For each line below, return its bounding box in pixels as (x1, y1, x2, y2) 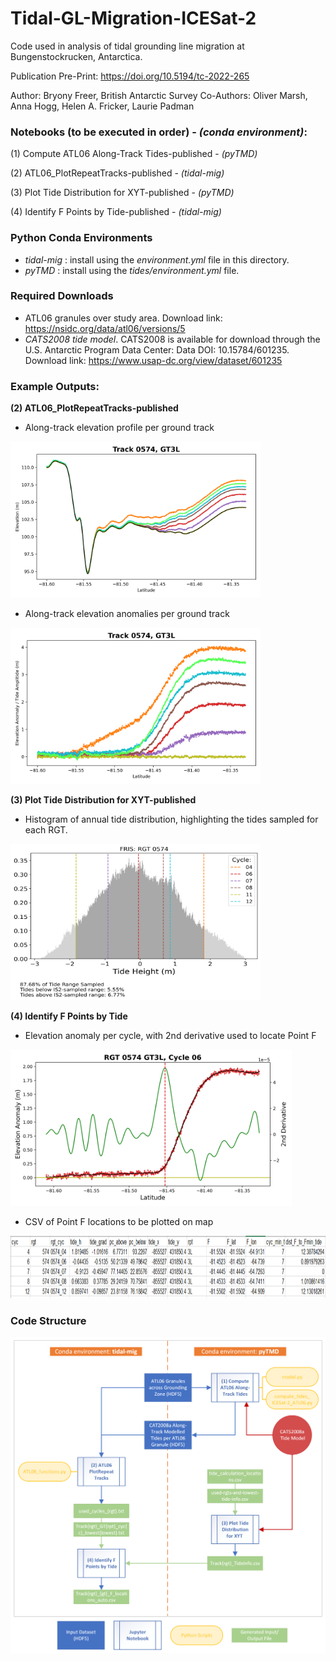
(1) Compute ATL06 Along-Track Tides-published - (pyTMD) (10, 148, 258, 160)
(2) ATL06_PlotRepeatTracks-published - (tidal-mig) (10, 167, 225, 179)
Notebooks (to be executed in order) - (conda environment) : (10, 125, 308, 139)
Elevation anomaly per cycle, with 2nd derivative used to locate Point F (24, 1030, 317, 1042)
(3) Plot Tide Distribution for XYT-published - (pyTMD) (10, 187, 235, 199)
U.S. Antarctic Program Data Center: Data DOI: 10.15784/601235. (24, 343, 290, 356)
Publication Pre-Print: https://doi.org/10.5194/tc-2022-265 (10, 70, 250, 82)
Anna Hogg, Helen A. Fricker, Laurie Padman (10, 100, 195, 112)
